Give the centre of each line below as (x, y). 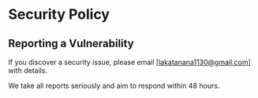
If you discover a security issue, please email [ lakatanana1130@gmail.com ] (129, 62)
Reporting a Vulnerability (71, 44)
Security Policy (59, 15)
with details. (28, 71)
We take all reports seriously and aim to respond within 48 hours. (114, 85)
